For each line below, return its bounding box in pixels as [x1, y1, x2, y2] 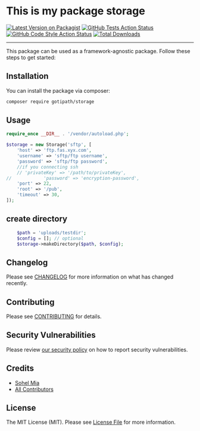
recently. [6, 280, 28, 287]
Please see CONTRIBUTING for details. [6, 313, 102, 320]
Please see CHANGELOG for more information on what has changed [6, 273, 174, 280]
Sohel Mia [14, 379, 40, 386]
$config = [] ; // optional [17, 235, 84, 242]
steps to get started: [6, 54, 56, 61]
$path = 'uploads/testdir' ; [17, 230, 86, 236]
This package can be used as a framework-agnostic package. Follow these [6, 47, 190, 54]
